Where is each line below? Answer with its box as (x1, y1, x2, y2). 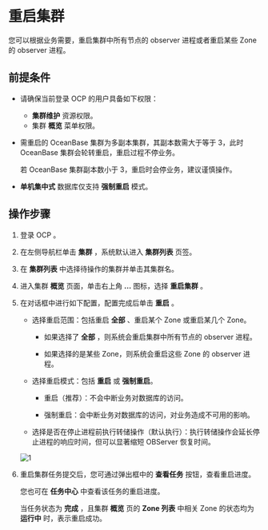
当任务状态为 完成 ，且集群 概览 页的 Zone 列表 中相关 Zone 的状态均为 (19, 503, 254, 512)
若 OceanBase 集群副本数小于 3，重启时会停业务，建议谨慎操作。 (19, 165, 237, 174)
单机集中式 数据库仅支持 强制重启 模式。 (19, 181, 153, 191)
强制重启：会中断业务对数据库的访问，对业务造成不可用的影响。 (43, 409, 254, 420)
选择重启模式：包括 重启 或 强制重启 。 (31, 376, 158, 385)
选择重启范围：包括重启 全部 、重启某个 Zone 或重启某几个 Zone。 (31, 315, 251, 325)
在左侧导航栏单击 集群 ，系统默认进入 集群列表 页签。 (19, 247, 197, 257)
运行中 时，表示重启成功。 (19, 513, 106, 523)
